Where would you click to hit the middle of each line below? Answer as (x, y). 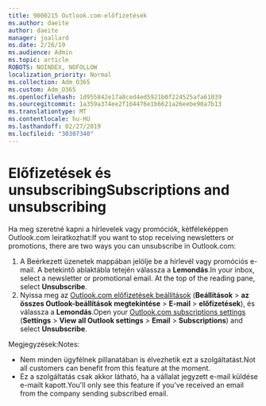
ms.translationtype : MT (48, 112)
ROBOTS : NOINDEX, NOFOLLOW (53, 68)
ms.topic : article (39, 60)
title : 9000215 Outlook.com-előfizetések (78, 15)
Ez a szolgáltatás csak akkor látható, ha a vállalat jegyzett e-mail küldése (139, 376)
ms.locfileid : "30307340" (51, 133)
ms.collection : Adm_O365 (49, 82)
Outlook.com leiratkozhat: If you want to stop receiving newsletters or (121, 237)
